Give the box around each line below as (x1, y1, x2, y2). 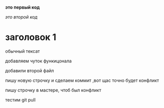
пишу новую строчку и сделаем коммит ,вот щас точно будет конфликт (5, 77, 159, 83)
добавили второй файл (5, 67, 54, 73)
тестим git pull (5, 96, 36, 102)
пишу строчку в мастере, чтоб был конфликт (5, 87, 101, 93)
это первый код (5, 5, 40, 10)
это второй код (5, 14, 38, 20)
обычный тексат (5, 48, 40, 54)
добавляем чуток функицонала (5, 58, 72, 64)
